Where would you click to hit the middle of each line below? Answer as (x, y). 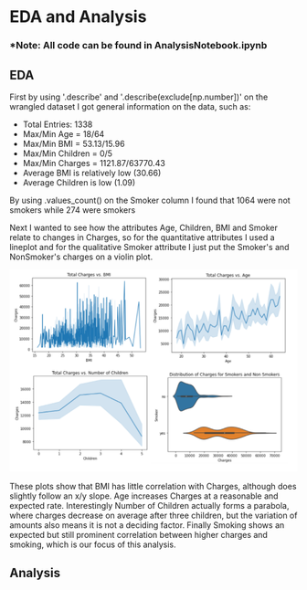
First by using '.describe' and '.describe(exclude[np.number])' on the (139, 97)
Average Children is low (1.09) (79, 182)
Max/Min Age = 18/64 (64, 133)
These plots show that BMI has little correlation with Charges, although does (153, 486)
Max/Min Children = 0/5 (67, 153)
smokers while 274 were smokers (73, 210)
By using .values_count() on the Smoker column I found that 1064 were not (150, 200)
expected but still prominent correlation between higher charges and (138, 534)
